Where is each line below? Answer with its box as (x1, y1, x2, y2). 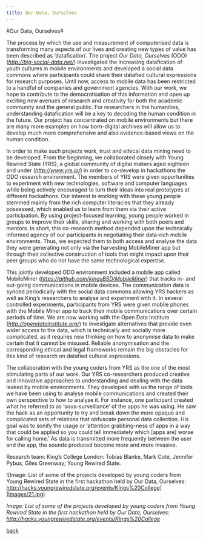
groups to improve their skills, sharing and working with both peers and (6, 218, 184, 225)
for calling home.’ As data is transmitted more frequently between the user (6, 435, 192, 442)
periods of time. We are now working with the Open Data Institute (6, 313, 170, 321)
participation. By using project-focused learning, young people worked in (6, 212, 189, 219)
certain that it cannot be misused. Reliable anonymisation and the (6, 339, 170, 347)
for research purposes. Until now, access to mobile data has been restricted (6, 78, 196, 85)
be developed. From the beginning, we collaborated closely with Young (6, 153, 184, 161)
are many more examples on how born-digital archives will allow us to (6, 122, 181, 130)
